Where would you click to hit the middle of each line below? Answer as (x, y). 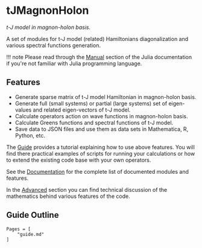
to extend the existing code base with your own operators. (79, 160)
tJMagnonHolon (48, 11)
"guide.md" (31, 234)
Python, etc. (30, 135)
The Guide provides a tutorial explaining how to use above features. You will (100, 147)
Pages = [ (19, 229)
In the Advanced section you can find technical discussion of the (87, 189)
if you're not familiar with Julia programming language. (74, 63)
